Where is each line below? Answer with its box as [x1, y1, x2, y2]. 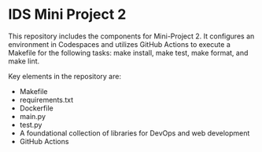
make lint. [8, 56, 40, 66]
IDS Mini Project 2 [8, 5, 127, 24]
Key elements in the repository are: [8, 71, 122, 81]
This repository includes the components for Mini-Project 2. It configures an [8, 31, 255, 41]
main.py [19, 111, 46, 121]
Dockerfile [19, 103, 54, 113]
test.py [19, 120, 42, 129]
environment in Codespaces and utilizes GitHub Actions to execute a [8, 39, 231, 49]
